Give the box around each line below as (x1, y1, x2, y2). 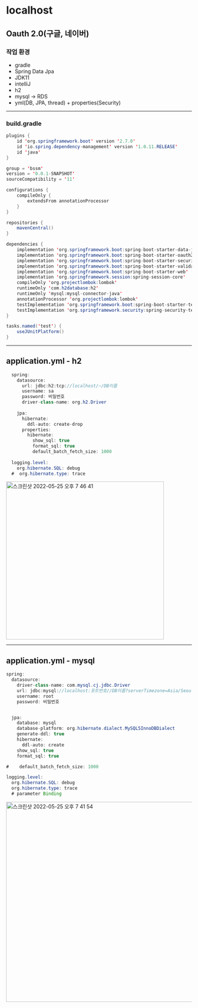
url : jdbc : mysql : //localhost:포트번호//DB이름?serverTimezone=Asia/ (16, 687, 181, 694)
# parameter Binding (11, 791, 62, 797)
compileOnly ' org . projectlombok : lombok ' (16, 280, 117, 286)
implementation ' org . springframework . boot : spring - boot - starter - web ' (16, 269, 189, 275)
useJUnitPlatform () (16, 329, 65, 335)
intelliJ (14, 80, 31, 87)
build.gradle (6, 119, 42, 128)
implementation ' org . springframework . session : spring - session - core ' (16, 274, 186, 280)
